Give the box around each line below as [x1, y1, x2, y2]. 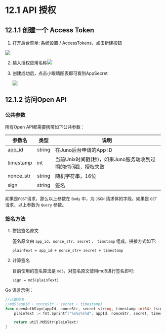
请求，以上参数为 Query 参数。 [5, 201, 67, 207]
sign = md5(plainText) [12, 277, 59, 283]
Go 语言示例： [5, 287, 34, 293]
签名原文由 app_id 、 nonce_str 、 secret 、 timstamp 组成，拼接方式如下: [12, 238, 157, 244]
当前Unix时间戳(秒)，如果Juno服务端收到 [55, 156, 151, 163]
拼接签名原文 [12, 227, 39, 233]
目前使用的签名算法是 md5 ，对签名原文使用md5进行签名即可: [12, 267, 135, 273]
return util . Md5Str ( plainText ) [14, 320, 79, 325]
